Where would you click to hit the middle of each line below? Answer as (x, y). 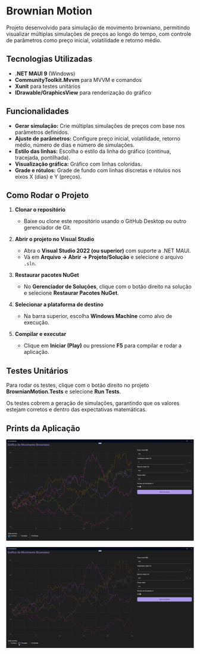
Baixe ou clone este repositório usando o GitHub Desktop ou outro (105, 221)
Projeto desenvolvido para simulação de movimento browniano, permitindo (98, 27)
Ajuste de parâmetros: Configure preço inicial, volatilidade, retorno (97, 138)
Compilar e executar (40, 334)
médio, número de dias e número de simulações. (75, 145)
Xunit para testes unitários (48, 86)
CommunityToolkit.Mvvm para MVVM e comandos (78, 80)
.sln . (30, 264)
